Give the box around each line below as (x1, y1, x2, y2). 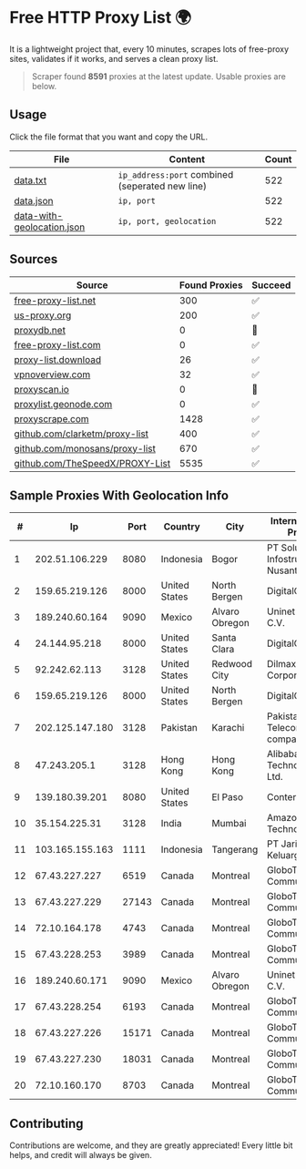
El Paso (211, 791, 244, 804)
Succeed (251, 279, 291, 292)
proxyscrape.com (14, 412, 89, 425)
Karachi (211, 722, 245, 734)
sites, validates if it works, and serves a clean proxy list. (9, 53, 219, 64)
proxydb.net (14, 323, 66, 336)
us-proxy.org (14, 309, 72, 322)
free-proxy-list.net (14, 293, 97, 306)
